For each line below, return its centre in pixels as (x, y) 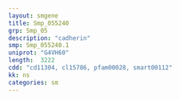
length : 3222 (32, 61)
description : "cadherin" (49, 38)
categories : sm (33, 82)
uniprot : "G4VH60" (39, 53)
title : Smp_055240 (39, 23)
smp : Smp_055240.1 (39, 46)
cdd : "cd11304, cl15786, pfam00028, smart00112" (90, 68)
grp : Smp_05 (28, 30)
